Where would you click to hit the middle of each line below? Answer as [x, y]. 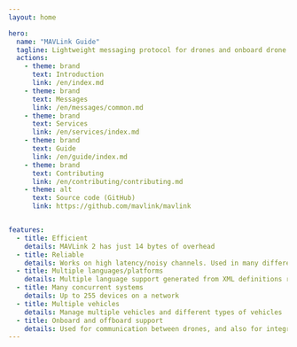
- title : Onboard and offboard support [90, 320]
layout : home [32, 17]
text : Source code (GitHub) [84, 198]
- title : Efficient [52, 238]
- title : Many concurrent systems [80, 288]
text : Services [60, 124]
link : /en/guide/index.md [79, 157]
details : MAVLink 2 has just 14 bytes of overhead [120, 246]
